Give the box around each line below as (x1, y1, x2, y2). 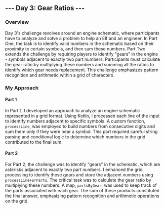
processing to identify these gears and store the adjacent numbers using (5, 172, 153, 178)
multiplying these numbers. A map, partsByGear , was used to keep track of (5, 182, 157, 188)
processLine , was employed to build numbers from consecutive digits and (5, 123, 155, 129)
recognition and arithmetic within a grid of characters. (5, 72, 115, 78)
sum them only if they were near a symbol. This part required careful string (5, 128, 158, 134)
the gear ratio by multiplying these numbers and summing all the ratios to (5, 61, 154, 67)
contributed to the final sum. (5, 139, 63, 145)
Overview (5, 19, 29, 26)
